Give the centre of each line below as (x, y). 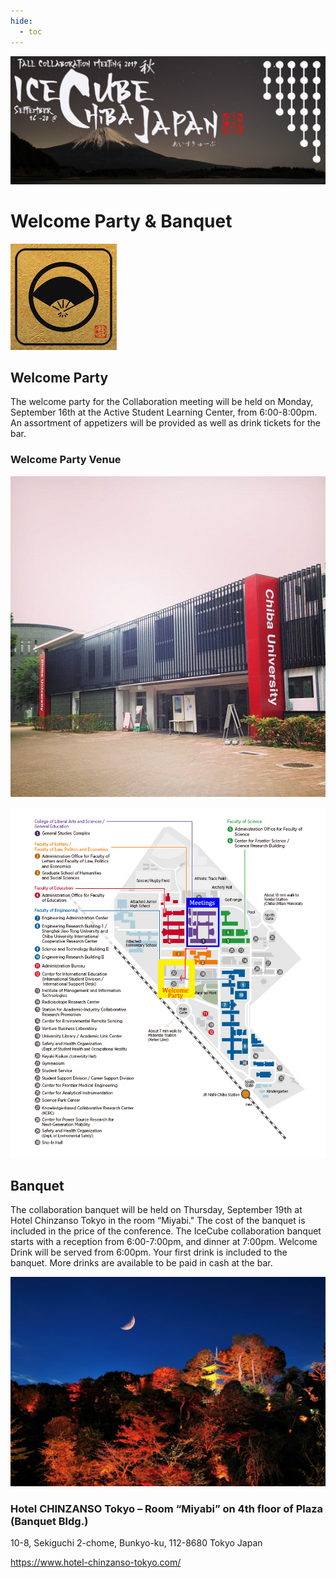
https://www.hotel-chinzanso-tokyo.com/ (96, 1562)
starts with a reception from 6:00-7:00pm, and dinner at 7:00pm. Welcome (164, 1242)
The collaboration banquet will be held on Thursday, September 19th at (156, 1210)
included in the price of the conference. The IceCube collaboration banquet (166, 1231)
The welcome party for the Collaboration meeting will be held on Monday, (162, 402)
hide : (21, 21)
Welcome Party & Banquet (121, 221)
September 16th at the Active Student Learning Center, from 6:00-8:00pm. (164, 412)
